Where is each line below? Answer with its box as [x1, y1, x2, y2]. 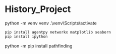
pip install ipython [5, 34, 48, 39]
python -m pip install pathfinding [5, 42, 73, 48]
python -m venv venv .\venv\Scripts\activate [5, 20, 97, 26]
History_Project [5, 3, 71, 15]
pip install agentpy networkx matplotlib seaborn [5, 29, 111, 34]
